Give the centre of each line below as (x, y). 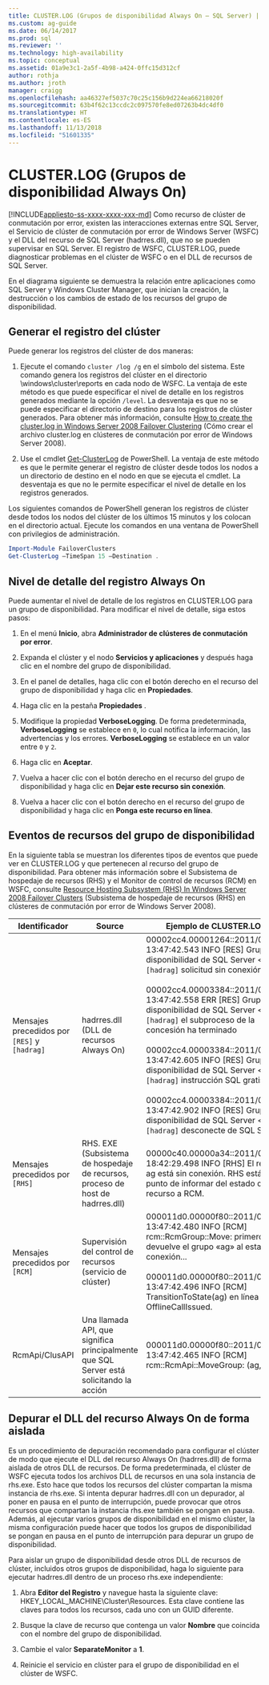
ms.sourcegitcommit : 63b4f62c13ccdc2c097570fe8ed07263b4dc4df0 (116, 105)
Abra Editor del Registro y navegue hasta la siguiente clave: (119, 1592)
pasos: (19, 617)
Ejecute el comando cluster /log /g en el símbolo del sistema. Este (132, 367)
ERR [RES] (221, 999)
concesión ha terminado (192, 1030)
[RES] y (26, 1040)
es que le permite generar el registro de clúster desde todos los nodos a (139, 467)
